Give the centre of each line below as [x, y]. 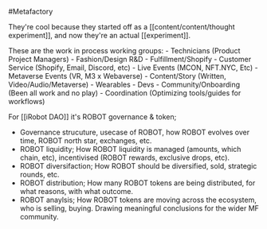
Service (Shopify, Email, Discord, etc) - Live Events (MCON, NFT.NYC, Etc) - [133, 68]
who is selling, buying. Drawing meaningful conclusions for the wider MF [139, 208]
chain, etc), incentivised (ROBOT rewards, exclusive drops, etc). [124, 157]
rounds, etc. [39, 175]
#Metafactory [31, 12]
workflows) [27, 101]
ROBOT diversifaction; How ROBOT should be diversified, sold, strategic [138, 166]
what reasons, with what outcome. [77, 191]
